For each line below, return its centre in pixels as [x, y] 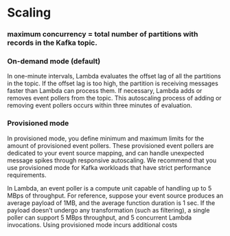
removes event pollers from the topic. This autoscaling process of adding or [114, 98]
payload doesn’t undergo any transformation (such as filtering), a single [108, 210]
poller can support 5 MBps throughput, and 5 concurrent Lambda [100, 217]
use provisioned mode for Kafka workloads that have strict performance [109, 167]
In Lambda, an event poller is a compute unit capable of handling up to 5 [110, 188]
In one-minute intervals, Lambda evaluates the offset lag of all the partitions [114, 76]
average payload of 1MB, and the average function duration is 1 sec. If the [111, 203]
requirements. [27, 175]
